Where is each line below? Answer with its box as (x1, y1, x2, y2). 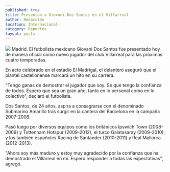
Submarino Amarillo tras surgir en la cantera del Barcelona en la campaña (5, 109, 160, 114)
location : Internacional (5, 21, 58, 27)
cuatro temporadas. (5, 57, 47, 63)
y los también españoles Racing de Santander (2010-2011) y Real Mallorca (5, 135, 161, 141)
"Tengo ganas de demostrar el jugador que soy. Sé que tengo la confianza (5, 82, 162, 88)
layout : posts (5, 31, 36, 36)
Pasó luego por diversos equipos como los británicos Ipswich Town (5, 124, 148, 130)
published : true (5, 7, 40, 13)
